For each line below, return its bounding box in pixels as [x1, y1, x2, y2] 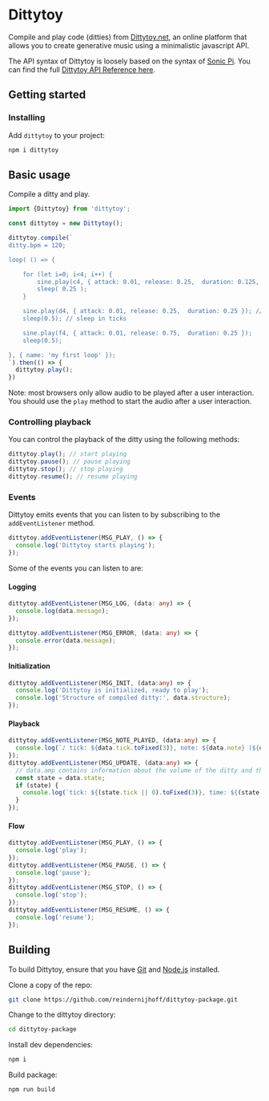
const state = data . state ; [15, 774, 106, 782]
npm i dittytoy [8, 146, 59, 154]
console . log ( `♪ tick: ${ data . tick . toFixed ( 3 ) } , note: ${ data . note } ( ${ [15, 744, 260, 752]
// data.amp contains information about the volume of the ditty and [15, 766, 252, 774]
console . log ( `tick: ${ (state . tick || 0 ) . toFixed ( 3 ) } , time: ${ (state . [22, 789, 263, 797]
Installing [8, 112, 46, 124]
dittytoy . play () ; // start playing [8, 450, 127, 458]
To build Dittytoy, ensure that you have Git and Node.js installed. [8, 965, 220, 974]
